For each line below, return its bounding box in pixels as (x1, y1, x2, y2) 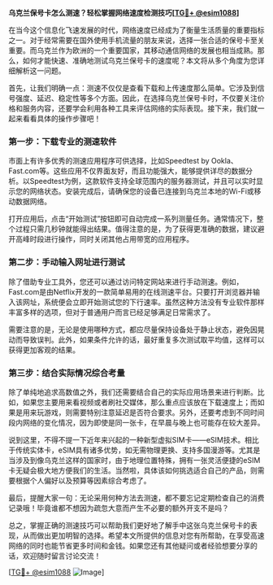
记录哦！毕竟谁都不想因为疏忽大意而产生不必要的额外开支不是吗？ (8, 503, 229, 513)
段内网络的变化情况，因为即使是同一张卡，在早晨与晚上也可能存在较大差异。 (8, 417, 265, 427)
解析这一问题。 (15, 66, 66, 76)
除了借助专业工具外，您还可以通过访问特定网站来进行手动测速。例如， (8, 277, 244, 286)
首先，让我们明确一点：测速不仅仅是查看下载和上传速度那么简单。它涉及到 (8, 83, 258, 93)
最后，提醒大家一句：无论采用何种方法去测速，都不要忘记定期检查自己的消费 (8, 492, 265, 503)
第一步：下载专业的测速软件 (8, 136, 117, 147)
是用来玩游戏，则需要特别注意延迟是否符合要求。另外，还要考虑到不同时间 (15, 407, 265, 417)
